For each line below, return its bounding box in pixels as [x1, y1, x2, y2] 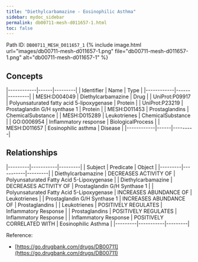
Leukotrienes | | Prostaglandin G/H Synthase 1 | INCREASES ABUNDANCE [6, 195, 186, 202]
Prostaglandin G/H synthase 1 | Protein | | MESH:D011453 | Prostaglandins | [6, 106, 189, 113]
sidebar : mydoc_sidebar [6, 14, 65, 20]
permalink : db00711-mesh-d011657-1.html [6, 20, 108, 25]
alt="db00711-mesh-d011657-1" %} [22, 54, 109, 61]
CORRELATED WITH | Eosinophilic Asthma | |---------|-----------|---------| [6, 220, 190, 227]
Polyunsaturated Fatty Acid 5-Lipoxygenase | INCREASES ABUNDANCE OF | [6, 189, 192, 196]
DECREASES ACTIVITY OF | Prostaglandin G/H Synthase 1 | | [6, 182, 154, 189]
